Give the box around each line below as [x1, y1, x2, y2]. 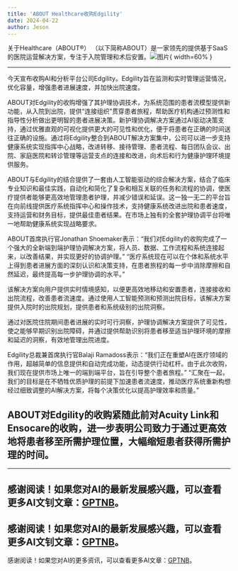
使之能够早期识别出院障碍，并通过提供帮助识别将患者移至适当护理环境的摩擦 [7, 327, 231, 335]
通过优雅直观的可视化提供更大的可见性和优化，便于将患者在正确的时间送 [19, 125, 231, 133]
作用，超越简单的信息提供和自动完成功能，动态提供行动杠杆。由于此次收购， [7, 359, 231, 368]
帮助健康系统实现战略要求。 [19, 220, 101, 228]
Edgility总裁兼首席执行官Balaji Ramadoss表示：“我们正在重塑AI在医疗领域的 [7, 351, 228, 359]
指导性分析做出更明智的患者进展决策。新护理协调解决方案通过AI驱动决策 [7, 116, 218, 125]
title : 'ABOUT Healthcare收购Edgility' [7, 10, 123, 18]
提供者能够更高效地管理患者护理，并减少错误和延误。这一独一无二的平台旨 [13, 193, 231, 202]
